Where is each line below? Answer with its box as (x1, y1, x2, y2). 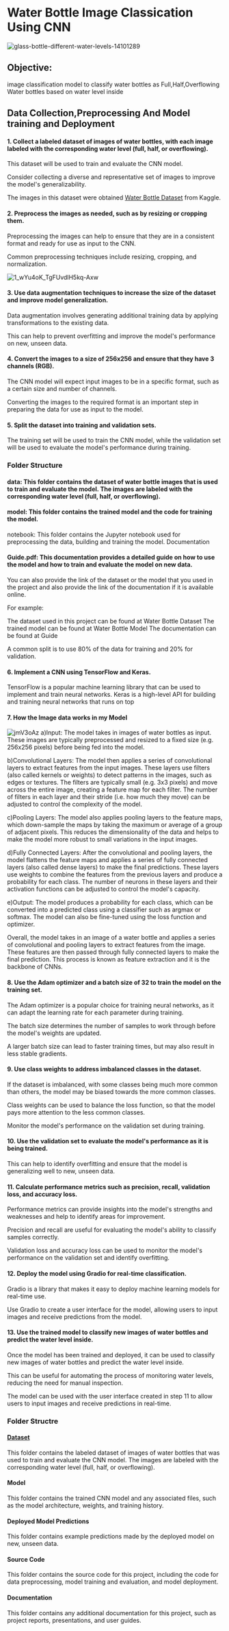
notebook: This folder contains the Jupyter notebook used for (7, 530, 181, 538)
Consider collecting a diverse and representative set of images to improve (7, 173, 215, 181)
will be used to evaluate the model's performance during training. (7, 444, 191, 452)
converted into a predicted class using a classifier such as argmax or (7, 905, 201, 914)
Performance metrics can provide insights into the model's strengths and (7, 1205, 213, 1213)
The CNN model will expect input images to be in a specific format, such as (7, 377, 219, 385)
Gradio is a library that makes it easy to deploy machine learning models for (7, 1285, 220, 1293)
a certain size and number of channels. (7, 384, 118, 392)
